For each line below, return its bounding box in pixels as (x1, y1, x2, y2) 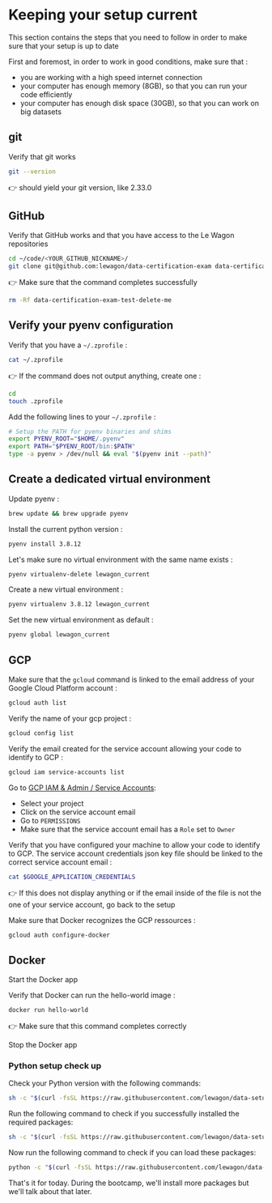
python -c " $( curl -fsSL (8, 1163, 92, 1171)
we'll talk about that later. (8, 1186, 92, 1196)
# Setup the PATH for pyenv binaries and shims (8, 427, 172, 436)
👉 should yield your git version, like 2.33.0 (8, 182, 152, 192)
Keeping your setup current (8, 6, 198, 24)
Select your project (19, 798, 84, 808)
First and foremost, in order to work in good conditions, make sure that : (8, 57, 249, 66)
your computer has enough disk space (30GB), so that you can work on (19, 98, 260, 108)
